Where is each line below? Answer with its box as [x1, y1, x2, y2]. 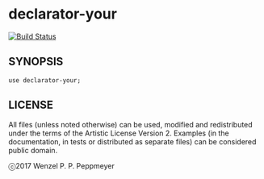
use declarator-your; [8, 76, 82, 85]
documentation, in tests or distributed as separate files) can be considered [8, 136, 257, 146]
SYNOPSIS [8, 55, 64, 69]
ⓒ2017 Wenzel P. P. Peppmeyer [8, 160, 115, 170]
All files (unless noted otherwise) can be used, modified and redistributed [8, 119, 253, 129]
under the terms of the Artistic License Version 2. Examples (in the [8, 128, 229, 138]
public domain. [8, 145, 58, 155]
